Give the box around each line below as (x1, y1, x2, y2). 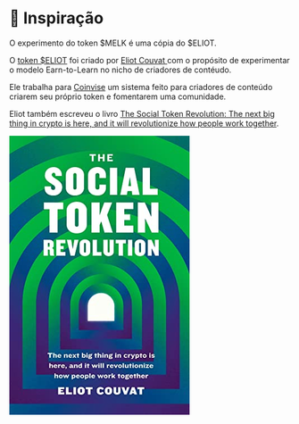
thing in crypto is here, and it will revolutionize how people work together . (9, 118, 279, 129)
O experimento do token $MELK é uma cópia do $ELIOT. (9, 37, 217, 48)
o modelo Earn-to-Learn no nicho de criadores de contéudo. (9, 64, 232, 75)
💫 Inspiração (9, 8, 104, 29)
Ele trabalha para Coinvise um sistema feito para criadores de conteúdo (9, 81, 273, 92)
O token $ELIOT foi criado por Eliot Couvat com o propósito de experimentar (9, 54, 290, 65)
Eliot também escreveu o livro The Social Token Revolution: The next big (9, 108, 275, 119)
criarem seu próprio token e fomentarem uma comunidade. (9, 91, 227, 102)
